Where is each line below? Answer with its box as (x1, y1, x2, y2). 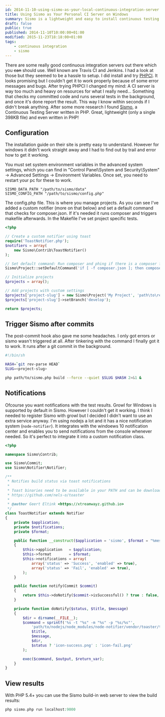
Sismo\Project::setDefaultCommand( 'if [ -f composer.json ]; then (5, 266, 144, 271)
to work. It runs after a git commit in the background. (5, 343, 112, 349)
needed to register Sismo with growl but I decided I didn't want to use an (5, 412, 152, 418)
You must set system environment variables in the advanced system (5, 162, 143, 168)
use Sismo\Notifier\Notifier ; (5, 465, 67, 471)
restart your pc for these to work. (5, 177, 72, 183)
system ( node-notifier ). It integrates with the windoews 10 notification (5, 423, 148, 429)
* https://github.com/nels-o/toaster (7, 492, 84, 498)
